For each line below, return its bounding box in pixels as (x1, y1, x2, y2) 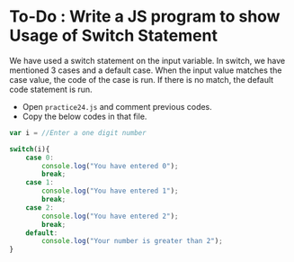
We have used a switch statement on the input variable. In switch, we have (9, 55, 286, 66)
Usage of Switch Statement (9, 25, 218, 46)
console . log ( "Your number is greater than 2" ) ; (41, 237, 223, 246)
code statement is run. (9, 84, 93, 95)
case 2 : (25, 203, 54, 212)
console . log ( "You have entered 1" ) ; (41, 186, 179, 195)
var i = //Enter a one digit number (9, 128, 147, 137)
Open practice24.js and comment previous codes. (22, 101, 213, 112)
